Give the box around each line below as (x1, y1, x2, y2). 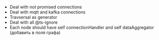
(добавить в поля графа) (9, 30, 61, 35)
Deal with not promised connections (9, 4, 82, 10)
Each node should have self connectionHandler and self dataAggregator (9, 25, 154, 30)
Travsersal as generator (9, 14, 57, 20)
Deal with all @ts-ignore (9, 19, 58, 25)
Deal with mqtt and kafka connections (9, 9, 86, 15)
